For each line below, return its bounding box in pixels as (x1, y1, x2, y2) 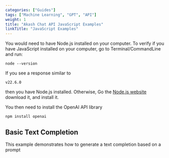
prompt (5, 146, 21, 153)
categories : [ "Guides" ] (5, 7, 56, 13)
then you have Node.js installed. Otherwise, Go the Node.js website (5, 89, 147, 95)
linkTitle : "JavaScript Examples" (5, 27, 79, 32)
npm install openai (5, 114, 47, 119)
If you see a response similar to (5, 70, 71, 76)
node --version (5, 61, 38, 66)
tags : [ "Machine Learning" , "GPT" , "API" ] (5, 12, 97, 17)
